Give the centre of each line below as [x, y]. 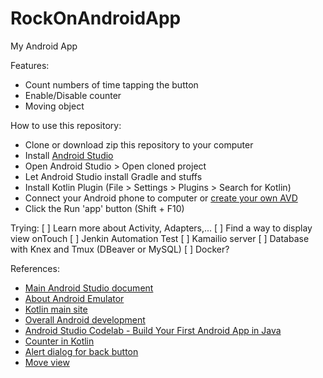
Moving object [54, 106]
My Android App [44, 46]
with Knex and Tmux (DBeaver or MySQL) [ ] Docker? [120, 249]
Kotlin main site [56, 309]
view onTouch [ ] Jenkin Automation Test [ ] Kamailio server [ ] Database [160, 238]
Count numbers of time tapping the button [111, 84]
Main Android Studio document [89, 288]
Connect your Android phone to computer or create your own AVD [161, 198]
